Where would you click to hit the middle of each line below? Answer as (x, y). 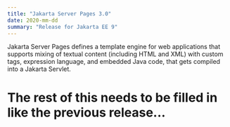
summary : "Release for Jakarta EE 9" (63, 27)
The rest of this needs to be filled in (113, 97)
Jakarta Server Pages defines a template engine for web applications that (114, 47)
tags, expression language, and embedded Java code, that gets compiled (114, 62)
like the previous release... (87, 112)
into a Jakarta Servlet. (39, 69)
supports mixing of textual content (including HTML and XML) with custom (115, 54)
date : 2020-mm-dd (33, 20)
